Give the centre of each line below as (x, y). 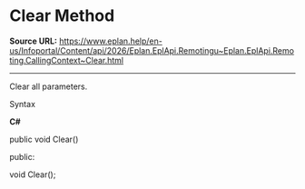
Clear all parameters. (49, 86)
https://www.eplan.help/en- (111, 41)
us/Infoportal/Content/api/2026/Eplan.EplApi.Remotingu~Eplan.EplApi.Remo (152, 50)
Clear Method (62, 16)
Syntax (23, 104)
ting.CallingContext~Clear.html (67, 60)
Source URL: (33, 41)
